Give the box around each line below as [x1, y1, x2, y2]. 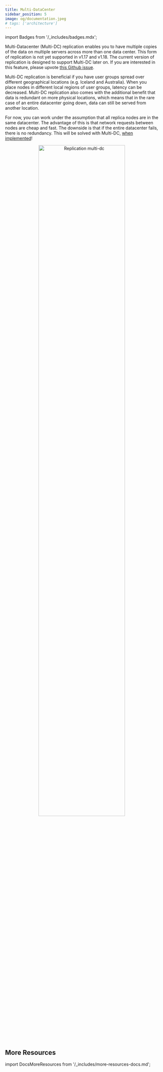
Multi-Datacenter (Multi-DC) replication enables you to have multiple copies [5, 44, 157, 49]
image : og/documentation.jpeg [5, 16, 67, 21]
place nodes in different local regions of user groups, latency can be [5, 84, 142, 91]
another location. [5, 105, 39, 111]
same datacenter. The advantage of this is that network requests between [5, 120, 153, 126]
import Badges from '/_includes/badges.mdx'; [5, 34, 97, 40]
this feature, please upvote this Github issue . [5, 65, 94, 70]
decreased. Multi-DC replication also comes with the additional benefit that [5, 90, 156, 95]
